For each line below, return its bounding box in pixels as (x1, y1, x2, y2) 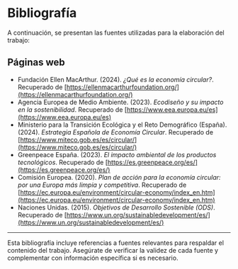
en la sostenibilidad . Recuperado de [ (17, 105, 127, 114)
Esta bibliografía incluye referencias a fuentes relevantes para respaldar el (7, 239, 225, 247)
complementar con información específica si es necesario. (7, 253, 178, 262)
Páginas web (7, 57, 65, 69)
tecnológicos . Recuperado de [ (17, 158, 108, 166)
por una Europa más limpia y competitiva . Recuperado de (17, 181, 187, 189)
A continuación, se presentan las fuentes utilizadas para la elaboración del (7, 28, 225, 37)
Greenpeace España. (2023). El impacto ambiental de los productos (17, 150, 217, 159)
